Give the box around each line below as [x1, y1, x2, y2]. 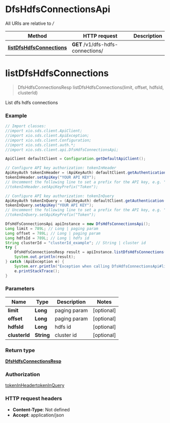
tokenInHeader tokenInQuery [5, 382, 65, 389]
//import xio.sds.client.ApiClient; [5, 128, 82, 134]
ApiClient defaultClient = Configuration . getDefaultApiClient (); [5, 156, 146, 162]
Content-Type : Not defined [12, 406, 70, 412]
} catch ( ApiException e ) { [5, 259, 65, 264]
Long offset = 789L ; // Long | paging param [5, 230, 101, 236]
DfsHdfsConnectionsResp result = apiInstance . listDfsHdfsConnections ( [14, 250, 166, 255]
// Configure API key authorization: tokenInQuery [5, 194, 114, 199]
